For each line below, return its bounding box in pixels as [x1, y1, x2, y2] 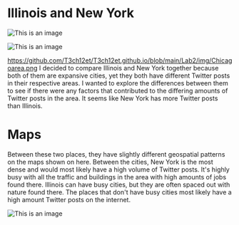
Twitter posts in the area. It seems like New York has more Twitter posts [7, 94, 218, 103]
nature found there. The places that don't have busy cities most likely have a [7, 187, 232, 197]
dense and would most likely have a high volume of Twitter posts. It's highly [7, 165, 230, 174]
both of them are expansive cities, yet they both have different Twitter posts [7, 71, 230, 80]
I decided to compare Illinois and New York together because [39, 63, 219, 72]
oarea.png [7, 63, 38, 72]
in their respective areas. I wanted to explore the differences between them [7, 78, 228, 87]
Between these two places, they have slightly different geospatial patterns [7, 150, 225, 158]
